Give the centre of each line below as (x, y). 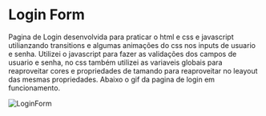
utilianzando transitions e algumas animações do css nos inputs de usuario (132, 45)
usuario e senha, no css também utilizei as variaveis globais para (115, 62)
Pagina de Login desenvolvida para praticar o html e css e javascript (121, 37)
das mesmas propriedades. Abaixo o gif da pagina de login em (111, 79)
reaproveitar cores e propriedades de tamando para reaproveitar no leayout (133, 70)
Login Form (47, 15)
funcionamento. (34, 88)
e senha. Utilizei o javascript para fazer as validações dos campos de (123, 54)
